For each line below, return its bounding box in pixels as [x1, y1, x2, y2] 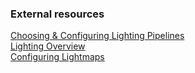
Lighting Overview [10, 40, 86, 52]
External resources [10, 7, 105, 21]
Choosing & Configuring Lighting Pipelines [10, 30, 185, 42]
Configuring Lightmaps [10, 51, 105, 63]
